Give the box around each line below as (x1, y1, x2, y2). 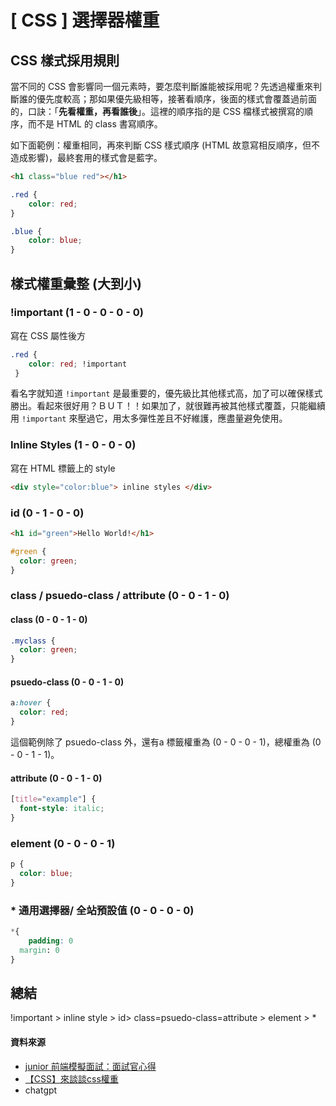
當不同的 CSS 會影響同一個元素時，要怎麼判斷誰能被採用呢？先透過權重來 (10, 81, 314, 92)
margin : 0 (19, 945, 60, 955)
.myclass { (10, 636, 56, 646)
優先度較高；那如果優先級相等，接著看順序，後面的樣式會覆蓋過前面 (36, 93, 317, 105)
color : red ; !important (28, 359, 128, 369)
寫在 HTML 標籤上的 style (10, 462, 116, 474)
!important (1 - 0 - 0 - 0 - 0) (10, 306, 144, 320)
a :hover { (10, 698, 52, 708)
